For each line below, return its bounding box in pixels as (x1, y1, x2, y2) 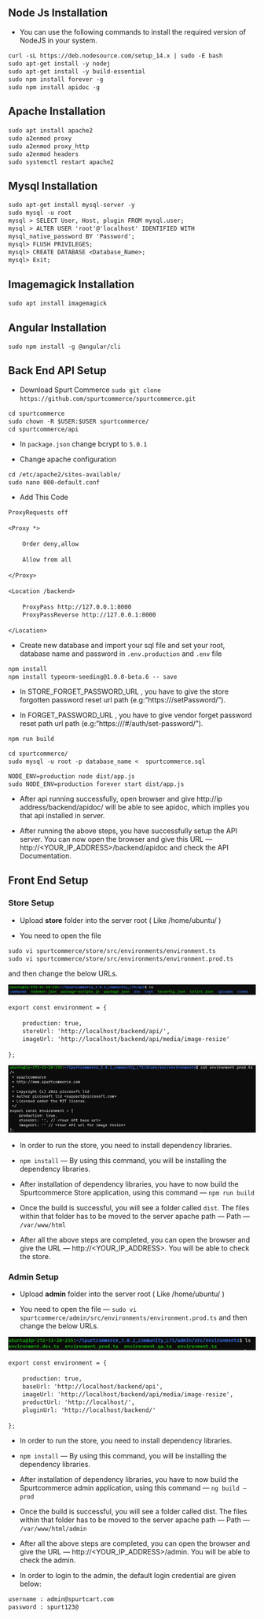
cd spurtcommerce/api (8, 425, 79, 433)
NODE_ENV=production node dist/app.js (8, 772, 135, 780)
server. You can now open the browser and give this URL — (19, 834, 213, 843)
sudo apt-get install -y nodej (8, 59, 111, 68)
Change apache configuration (19, 454, 116, 464)
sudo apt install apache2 (8, 126, 93, 135)
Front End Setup (8, 874, 89, 887)
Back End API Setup (8, 364, 108, 377)
